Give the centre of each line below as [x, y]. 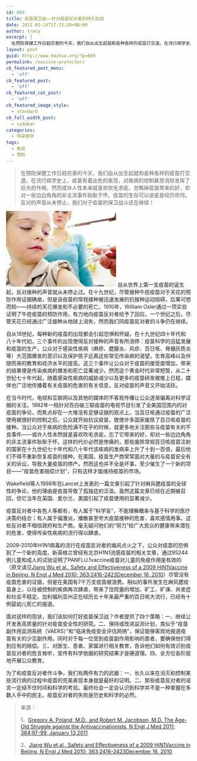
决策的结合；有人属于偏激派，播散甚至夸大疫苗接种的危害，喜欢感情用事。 [96, 518]
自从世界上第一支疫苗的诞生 [151, 284]
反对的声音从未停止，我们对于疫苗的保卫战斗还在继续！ [87, 202]
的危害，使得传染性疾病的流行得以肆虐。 [55, 533]
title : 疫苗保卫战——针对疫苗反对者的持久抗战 [55, 18]
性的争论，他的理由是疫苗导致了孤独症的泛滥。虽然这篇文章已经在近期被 [93, 491]
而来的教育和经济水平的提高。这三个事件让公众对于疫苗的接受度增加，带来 [101, 363]
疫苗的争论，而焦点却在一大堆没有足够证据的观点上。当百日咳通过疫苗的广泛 [98, 412]
